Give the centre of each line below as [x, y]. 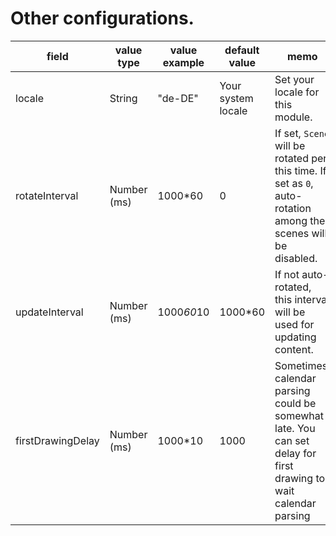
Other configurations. [102, 18]
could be [295, 403]
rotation [293, 208]
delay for [295, 453]
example [183, 62]
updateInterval [49, 312]
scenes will [301, 233]
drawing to [300, 478]
